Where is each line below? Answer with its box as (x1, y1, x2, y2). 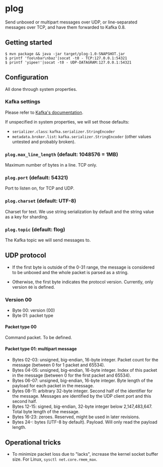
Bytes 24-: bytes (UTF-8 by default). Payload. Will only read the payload (12, 419, 158, 425)
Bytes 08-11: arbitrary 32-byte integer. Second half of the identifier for (12, 388, 153, 394)
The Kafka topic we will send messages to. (5, 237, 91, 243)
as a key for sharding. (5, 213, 49, 220)
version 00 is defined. (12, 284, 55, 290)
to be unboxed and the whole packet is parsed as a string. (12, 269, 129, 275)
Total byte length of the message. (12, 408, 80, 414)
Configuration (5, 73, 49, 82)
